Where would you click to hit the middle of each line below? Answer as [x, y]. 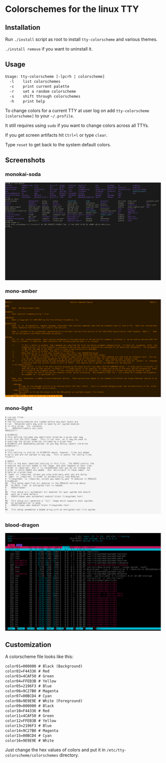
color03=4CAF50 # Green [30, 676]
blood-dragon [22, 525]
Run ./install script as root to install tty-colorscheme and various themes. [82, 39]
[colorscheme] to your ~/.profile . [40, 116]
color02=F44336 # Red [27, 671]
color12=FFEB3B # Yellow [31, 721]
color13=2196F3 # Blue [28, 726]
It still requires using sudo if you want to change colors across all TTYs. [77, 125]
